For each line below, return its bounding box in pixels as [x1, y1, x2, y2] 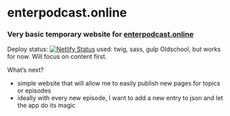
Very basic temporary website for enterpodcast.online [7, 30, 194, 39]
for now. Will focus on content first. [7, 52, 107, 61]
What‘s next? [7, 66, 44, 74]
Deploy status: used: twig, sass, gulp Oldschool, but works [7, 45, 221, 53]
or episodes [17, 86, 52, 95]
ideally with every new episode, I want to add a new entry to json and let [17, 94, 223, 102]
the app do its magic [17, 101, 76, 110]
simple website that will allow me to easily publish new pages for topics [17, 79, 221, 88]
